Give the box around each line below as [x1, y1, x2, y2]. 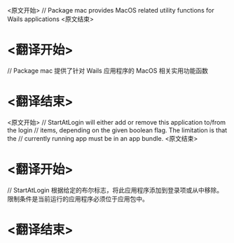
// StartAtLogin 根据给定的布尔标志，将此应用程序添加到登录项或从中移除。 [7, 186, 223, 194]
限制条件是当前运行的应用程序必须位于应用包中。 [7, 195, 149, 203]
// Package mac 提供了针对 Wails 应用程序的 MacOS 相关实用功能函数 [7, 66, 209, 75]
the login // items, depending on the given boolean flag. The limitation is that [7, 125, 228, 134]
